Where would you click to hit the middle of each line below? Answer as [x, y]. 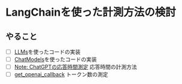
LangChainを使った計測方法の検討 [91, 12]
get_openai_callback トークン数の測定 [61, 74]
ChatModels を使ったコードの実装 [55, 59]
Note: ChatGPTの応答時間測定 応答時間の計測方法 [75, 67]
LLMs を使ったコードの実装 [47, 52]
